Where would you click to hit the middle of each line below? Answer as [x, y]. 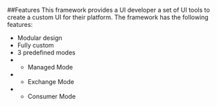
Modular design [40, 38]
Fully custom [35, 45]
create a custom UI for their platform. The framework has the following [108, 17]
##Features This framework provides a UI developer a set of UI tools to [108, 10]
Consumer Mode [52, 96]
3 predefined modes [46, 52]
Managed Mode [50, 67]
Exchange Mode [51, 82]
